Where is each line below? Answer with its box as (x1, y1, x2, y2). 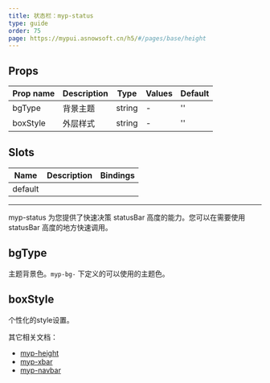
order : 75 (8, 27, 42, 35)
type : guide (8, 19, 48, 27)
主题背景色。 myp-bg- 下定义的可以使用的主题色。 (8, 269, 170, 278)
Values (145, 88, 173, 99)
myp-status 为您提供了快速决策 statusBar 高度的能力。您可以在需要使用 (8, 212, 246, 222)
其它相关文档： (8, 332, 58, 342)
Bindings (100, 170, 135, 181)
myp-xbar (19, 356, 53, 366)
